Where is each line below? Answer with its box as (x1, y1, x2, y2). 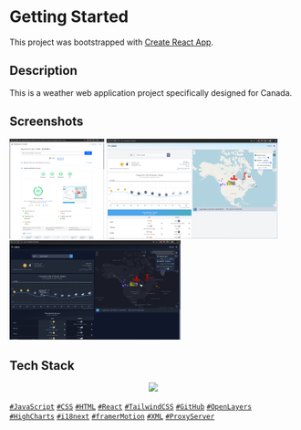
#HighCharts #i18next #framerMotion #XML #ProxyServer (9, 413, 215, 422)
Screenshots (9, 114, 84, 130)
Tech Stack (9, 358, 75, 373)
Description (9, 63, 78, 79)
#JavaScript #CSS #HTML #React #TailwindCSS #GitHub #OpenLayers (9, 403, 253, 412)
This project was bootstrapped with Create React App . (9, 37, 214, 47)
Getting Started (9, 6, 130, 27)
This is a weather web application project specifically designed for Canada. (9, 87, 293, 98)
